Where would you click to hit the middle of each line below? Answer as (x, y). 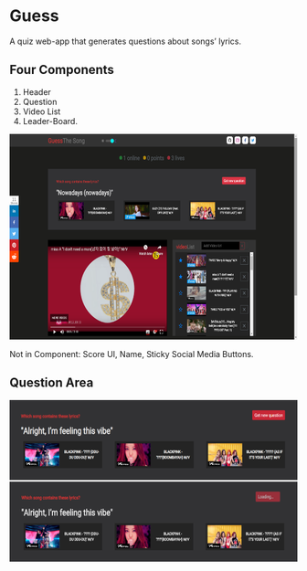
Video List (42, 111)
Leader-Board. (50, 121)
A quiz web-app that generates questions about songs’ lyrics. (126, 41)
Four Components (62, 70)
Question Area (52, 383)
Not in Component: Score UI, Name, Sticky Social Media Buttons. (132, 354)
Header (37, 91)
